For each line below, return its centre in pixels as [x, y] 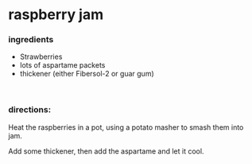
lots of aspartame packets [62, 65]
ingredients [31, 40]
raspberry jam [56, 15]
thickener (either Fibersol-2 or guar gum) [87, 74]
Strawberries [41, 57]
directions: [30, 110]
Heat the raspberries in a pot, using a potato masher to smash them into [126, 127]
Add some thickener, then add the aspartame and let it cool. [106, 151]
